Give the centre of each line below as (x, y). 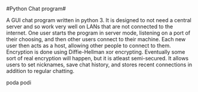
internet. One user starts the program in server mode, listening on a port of (98, 33)
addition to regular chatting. (40, 71)
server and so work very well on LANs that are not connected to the (90, 27)
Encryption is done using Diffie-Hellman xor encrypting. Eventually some (96, 52)
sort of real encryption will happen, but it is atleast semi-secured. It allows (98, 58)
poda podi (19, 82)
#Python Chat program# (36, 9)
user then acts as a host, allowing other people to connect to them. (89, 45)
